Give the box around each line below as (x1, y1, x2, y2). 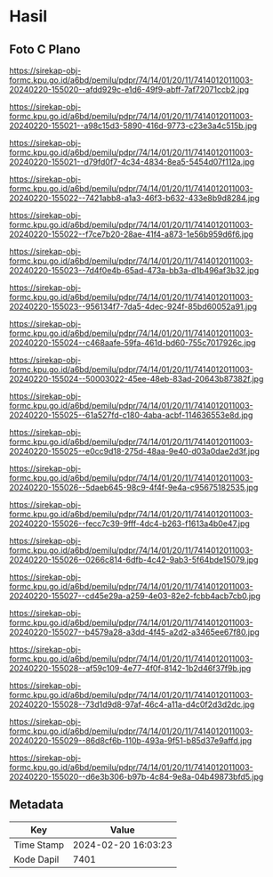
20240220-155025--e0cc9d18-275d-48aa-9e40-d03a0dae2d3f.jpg (9, 446, 261, 456)
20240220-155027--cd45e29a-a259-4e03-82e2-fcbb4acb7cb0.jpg (9, 590, 261, 601)
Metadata (9, 797, 64, 812)
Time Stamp (13, 839, 65, 851)
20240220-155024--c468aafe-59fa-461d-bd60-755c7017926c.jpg (9, 337, 256, 348)
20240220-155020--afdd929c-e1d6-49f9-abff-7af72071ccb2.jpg (9, 85, 250, 94)
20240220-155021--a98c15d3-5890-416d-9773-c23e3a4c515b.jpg (9, 120, 258, 131)
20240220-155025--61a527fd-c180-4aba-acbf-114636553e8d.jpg (9, 410, 253, 420)
